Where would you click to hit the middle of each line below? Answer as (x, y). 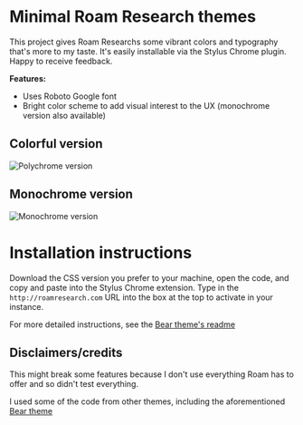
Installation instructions (101, 252)
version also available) (64, 115)
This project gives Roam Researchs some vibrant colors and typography (144, 42)
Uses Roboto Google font (70, 96)
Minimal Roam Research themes (133, 17)
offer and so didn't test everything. (74, 384)
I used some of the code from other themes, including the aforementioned (147, 401)
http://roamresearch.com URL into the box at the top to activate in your (142, 297)
